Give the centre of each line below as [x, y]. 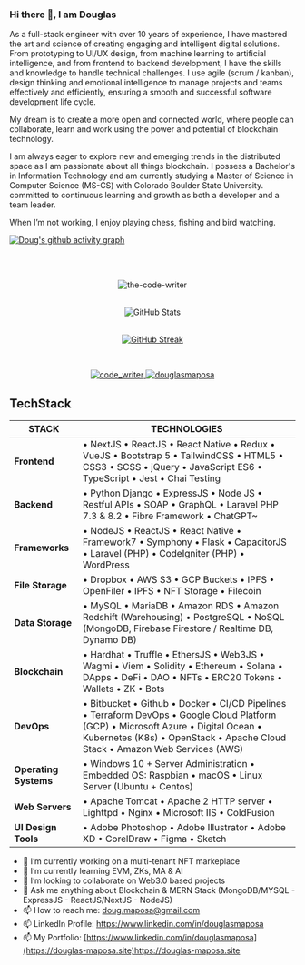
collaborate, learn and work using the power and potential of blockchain [144, 129]
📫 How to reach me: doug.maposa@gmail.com [111, 910]
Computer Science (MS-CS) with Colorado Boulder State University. [137, 186]
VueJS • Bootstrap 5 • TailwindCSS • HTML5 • [183, 456]
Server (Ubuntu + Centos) [138, 787]
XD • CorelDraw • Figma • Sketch [155, 839]
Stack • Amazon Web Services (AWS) [163, 749]
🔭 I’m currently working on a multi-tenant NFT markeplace [131, 861]
